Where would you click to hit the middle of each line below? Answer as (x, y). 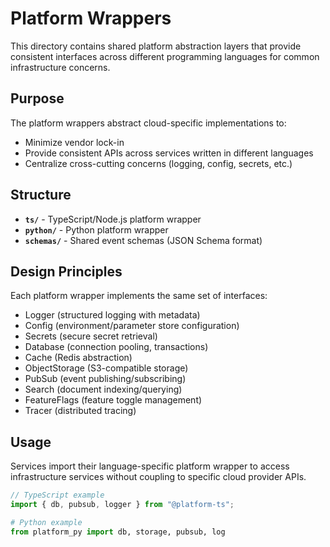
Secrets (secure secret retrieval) (91, 336)
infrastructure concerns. (60, 67)
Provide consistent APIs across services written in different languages (169, 153)
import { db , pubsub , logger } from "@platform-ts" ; (122, 505)
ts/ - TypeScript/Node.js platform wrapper (113, 219)
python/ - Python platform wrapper (96, 229)
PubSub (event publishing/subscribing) (105, 379)
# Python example (46, 522)
